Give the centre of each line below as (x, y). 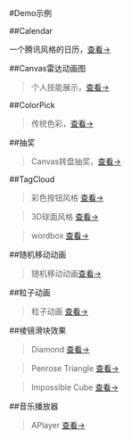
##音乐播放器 (34, 406)
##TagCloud (32, 179)
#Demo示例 (30, 13)
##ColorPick (32, 105)
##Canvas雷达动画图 (48, 68)
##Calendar (31, 31)
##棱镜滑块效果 (38, 330)
